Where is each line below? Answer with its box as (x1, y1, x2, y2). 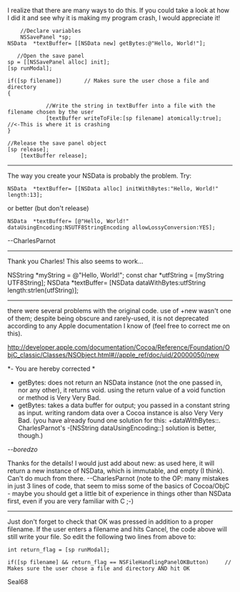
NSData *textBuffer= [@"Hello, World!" (7, 218, 130, 225)
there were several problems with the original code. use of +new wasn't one (7, 307, 231, 315)
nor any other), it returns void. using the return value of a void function (17, 386, 226, 394)
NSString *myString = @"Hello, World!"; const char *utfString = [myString (7, 271, 224, 279)
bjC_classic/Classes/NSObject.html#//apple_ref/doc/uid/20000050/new (7, 351, 220, 359)
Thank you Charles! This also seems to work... (7, 257, 144, 265)
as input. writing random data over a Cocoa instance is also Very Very (17, 409, 224, 417)
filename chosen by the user (7, 108, 94, 116)
